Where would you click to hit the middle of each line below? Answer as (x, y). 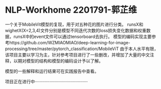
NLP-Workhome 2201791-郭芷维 (71, 10)
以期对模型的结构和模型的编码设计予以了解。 (58, 61)
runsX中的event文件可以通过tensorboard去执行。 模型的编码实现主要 (82, 36)
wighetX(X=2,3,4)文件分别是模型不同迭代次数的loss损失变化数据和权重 (76, 30)
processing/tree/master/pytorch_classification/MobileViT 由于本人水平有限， (82, 49)
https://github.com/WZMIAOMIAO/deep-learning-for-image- (70, 42)
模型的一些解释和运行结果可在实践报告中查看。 (52, 71)
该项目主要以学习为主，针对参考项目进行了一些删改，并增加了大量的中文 (77, 54)
